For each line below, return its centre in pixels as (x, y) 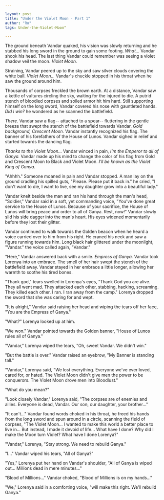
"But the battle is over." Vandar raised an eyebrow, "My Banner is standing (80, 355)
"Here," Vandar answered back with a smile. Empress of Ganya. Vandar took (82, 257)
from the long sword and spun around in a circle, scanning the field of (75, 419)
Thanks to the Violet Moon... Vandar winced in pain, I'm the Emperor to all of (82, 151)
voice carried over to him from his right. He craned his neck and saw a (76, 237)
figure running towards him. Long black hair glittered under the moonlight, (79, 242)
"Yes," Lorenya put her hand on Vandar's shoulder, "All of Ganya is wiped (79, 463)
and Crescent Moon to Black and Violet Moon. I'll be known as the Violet (78, 161)
